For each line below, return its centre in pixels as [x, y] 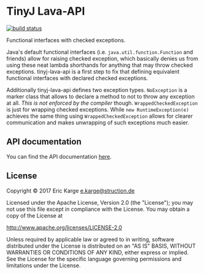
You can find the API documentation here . [59, 156]
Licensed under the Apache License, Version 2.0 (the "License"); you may [100, 202]
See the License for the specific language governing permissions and [94, 259]
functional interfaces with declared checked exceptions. [77, 78]
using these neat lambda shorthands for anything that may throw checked [100, 65]
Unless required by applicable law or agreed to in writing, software [90, 239]
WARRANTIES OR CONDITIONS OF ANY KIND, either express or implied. [97, 252]
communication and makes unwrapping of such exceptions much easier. [98, 122]
